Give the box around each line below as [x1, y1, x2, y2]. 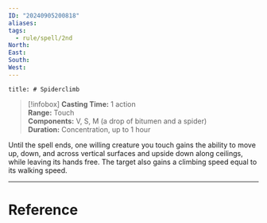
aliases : [8, 19, 37, 27]
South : [8, 57, 30, 65]
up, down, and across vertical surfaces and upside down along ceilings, [8, 148, 244, 158]
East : [8, 49, 26, 57]
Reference [8, 201, 78, 219]
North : [8, 41, 30, 49]
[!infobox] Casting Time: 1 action [27, 99, 137, 108]
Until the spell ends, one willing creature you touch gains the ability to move [8, 140, 257, 150]
